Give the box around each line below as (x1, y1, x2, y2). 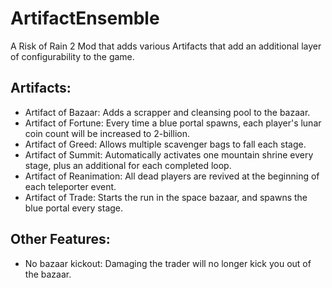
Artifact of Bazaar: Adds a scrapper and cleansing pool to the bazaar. (24, 106, 311, 118)
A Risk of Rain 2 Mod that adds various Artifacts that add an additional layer (10, 40, 322, 52)
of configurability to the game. (10, 50, 135, 62)
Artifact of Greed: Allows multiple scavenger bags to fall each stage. (24, 138, 307, 150)
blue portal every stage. (24, 202, 124, 214)
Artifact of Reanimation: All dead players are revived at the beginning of (24, 170, 320, 182)
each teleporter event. (24, 180, 117, 192)
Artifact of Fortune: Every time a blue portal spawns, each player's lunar (24, 117, 322, 129)
